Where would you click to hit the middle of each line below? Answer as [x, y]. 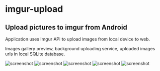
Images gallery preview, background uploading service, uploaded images [80, 49]
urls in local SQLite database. [35, 54]
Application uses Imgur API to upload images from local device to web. [78, 39]
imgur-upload [34, 9]
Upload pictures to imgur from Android [66, 27]
